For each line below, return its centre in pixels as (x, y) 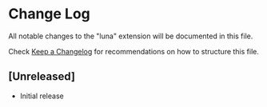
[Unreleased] (42, 77)
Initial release (42, 96)
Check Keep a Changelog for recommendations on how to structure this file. (134, 51)
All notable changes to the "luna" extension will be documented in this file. (131, 36)
